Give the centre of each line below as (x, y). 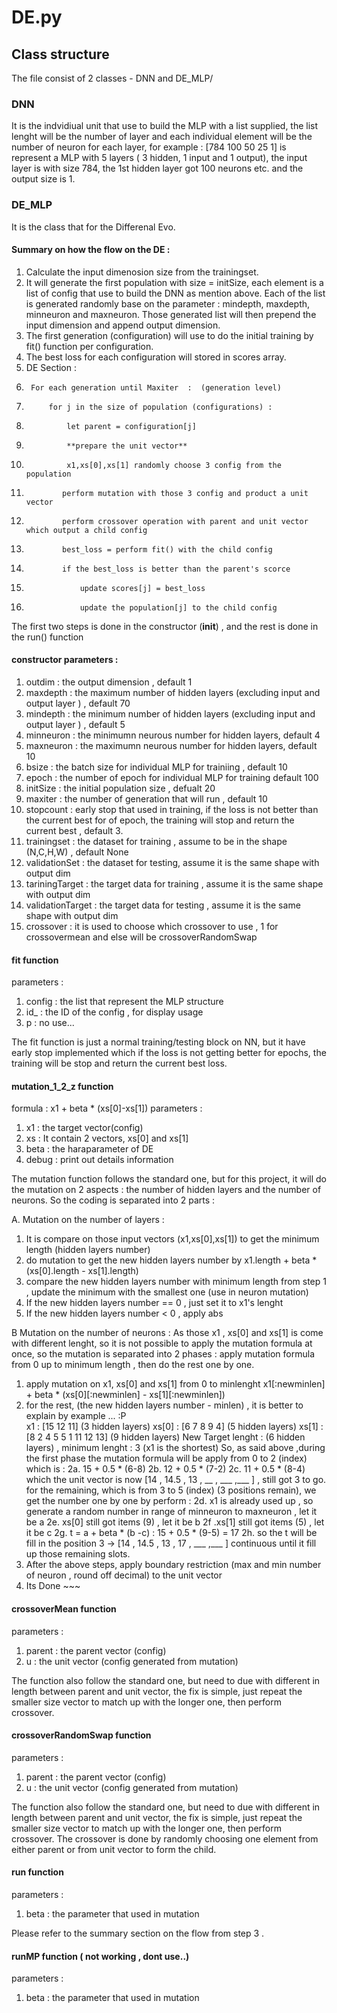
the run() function (47, 637)
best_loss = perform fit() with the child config (167, 549)
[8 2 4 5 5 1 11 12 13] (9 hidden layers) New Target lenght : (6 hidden (165, 1437)
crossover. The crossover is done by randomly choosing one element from (165, 1838)
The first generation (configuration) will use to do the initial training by (169, 335)
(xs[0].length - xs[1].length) (82, 1271)
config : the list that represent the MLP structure (124, 1002)
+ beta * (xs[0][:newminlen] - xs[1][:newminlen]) (125, 1395)
